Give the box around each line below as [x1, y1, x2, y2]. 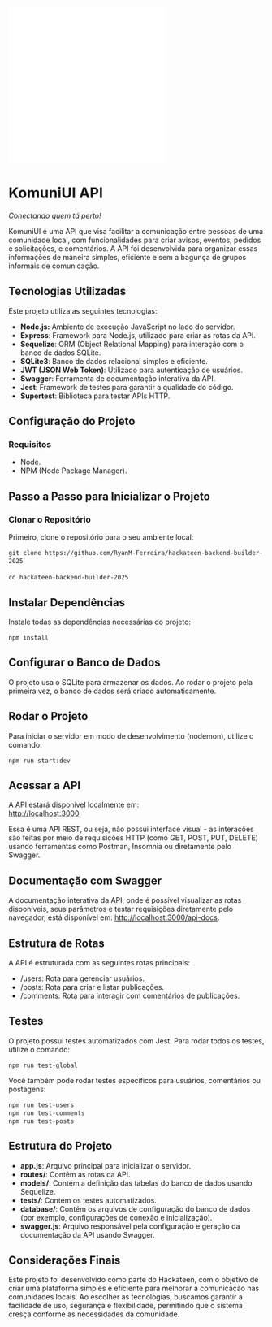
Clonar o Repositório [8, 514, 91, 525]
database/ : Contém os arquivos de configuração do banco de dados [19, 1203, 251, 1213]
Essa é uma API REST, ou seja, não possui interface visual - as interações [8, 824, 254, 835]
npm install [8, 633, 49, 642]
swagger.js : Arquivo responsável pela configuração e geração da [19, 1221, 240, 1231]
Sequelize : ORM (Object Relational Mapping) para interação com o [19, 339, 244, 349]
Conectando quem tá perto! [8, 210, 101, 220]
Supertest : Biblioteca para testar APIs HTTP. [19, 391, 171, 401]
